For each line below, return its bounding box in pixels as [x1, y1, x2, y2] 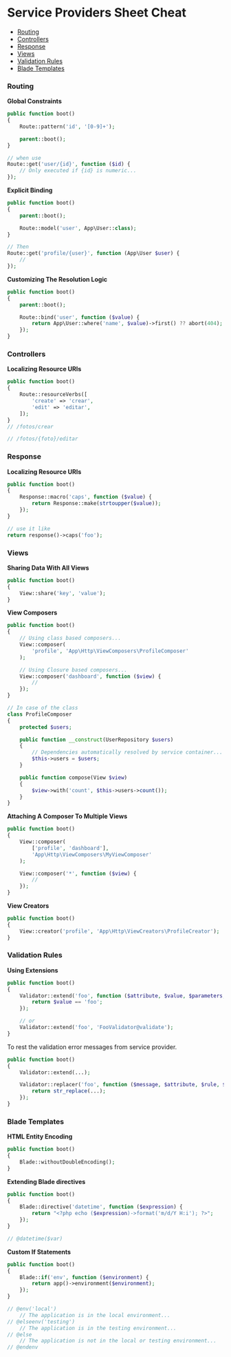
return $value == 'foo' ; [32, 999, 103, 1006]
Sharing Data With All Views [7, 563, 89, 572]
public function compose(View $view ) [19, 774, 128, 781]
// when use [7, 154, 41, 161]
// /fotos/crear [7, 423, 54, 430]
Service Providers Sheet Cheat [7, 5, 187, 21]
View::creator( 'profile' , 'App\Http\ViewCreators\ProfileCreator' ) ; [19, 928, 220, 935]
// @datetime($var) [7, 1235, 63, 1242]
